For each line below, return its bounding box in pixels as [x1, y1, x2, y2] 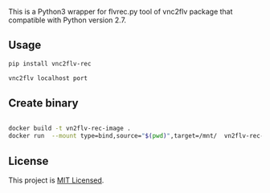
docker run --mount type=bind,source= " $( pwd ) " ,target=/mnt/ [8, 132, 218, 140]
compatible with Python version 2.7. [8, 15, 127, 25]
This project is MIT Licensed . [8, 175, 104, 185]
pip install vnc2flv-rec [8, 59, 92, 67]
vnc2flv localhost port [8, 74, 88, 82]
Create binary [8, 96, 79, 110]
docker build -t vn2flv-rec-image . [8, 124, 131, 133]
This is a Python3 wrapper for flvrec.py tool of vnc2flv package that [8, 7, 233, 16]
